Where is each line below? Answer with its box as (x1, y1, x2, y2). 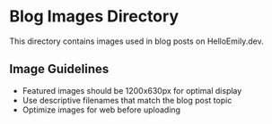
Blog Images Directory (9, 6, 180, 27)
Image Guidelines (9, 62, 110, 77)
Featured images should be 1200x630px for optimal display (22, 85, 242, 95)
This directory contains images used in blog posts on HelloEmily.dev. (9, 36, 264, 46)
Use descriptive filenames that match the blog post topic (22, 95, 233, 105)
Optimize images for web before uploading (22, 104, 181, 115)
